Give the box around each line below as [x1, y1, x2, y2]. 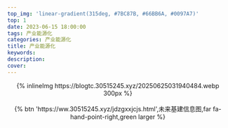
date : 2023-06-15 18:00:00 [7, 23, 86, 30]
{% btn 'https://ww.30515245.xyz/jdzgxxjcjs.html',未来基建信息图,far [13, 104, 212, 113]
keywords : [7, 50, 36, 57]
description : [7, 56, 46, 63]
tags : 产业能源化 [7, 29, 53, 37]
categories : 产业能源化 [7, 36, 72, 43]
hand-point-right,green [69, 113, 137, 121]
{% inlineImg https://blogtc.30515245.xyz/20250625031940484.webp [16, 81, 220, 90]
